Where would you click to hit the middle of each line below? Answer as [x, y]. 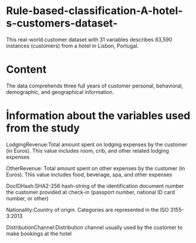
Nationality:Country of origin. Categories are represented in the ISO [87, 210]
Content [26, 70]
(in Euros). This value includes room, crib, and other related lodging [87, 150]
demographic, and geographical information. [60, 92]
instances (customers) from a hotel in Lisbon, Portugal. [72, 46]
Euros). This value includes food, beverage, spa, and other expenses [89, 174]
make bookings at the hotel [39, 234]
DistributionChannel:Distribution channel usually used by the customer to [94, 227]
